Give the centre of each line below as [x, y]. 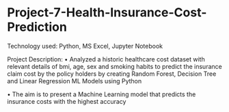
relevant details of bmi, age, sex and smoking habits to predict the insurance [114, 66]
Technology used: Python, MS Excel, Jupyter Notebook [85, 46]
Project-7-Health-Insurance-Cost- [107, 13]
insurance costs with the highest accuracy [67, 101]
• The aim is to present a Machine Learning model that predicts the [102, 94]
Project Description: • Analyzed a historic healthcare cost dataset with [106, 59]
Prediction [37, 27]
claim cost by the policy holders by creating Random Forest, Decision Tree [112, 74]
